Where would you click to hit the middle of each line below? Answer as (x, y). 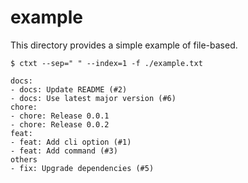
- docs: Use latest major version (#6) (93, 98)
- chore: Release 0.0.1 (60, 116)
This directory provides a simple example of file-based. (124, 45)
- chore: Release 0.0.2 (60, 124)
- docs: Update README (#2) (69, 89)
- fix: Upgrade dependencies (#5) (82, 168)
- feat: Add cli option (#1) (71, 142)
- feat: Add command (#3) (64, 151)
